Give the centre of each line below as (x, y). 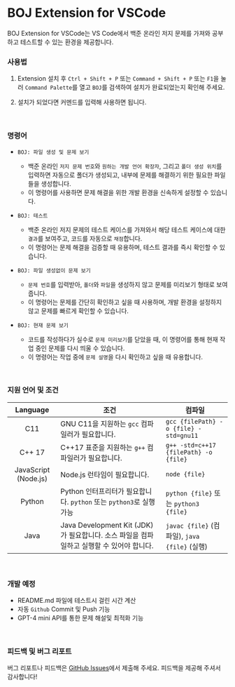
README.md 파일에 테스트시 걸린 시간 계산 (77, 601)
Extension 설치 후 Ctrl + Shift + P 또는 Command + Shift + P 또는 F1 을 (118, 79)
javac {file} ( (190, 526)
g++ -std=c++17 (191, 445)
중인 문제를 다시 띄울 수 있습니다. (80, 348)
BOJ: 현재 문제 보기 (43, 325)
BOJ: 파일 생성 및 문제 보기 (53, 152)
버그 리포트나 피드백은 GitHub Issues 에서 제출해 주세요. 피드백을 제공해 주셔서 (114, 668)
